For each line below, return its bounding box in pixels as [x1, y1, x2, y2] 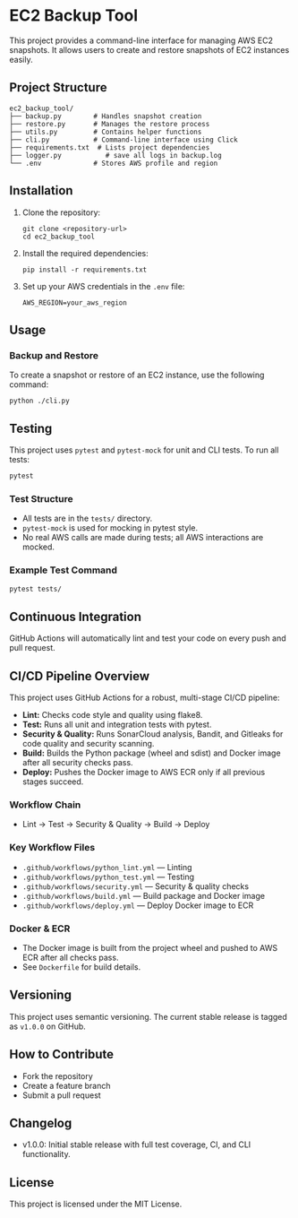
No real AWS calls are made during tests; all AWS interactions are [21, 532, 264, 543]
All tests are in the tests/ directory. [21, 513, 153, 524]
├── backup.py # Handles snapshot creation [9, 111, 202, 121]
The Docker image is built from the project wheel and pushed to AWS [21, 942, 278, 953]
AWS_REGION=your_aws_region [21, 298, 127, 307]
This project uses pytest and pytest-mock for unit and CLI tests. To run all [9, 445, 279, 455]
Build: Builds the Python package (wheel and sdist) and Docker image [21, 747, 281, 758]
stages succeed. [21, 776, 84, 787]
